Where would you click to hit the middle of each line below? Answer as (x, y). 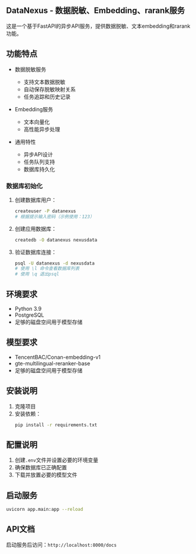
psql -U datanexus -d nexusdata (54, 263)
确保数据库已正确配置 (41, 468)
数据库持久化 (39, 169)
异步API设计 (38, 154)
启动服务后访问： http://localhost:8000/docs (62, 545)
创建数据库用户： (36, 199)
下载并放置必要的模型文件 (46, 475)
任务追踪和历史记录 (47, 96)
